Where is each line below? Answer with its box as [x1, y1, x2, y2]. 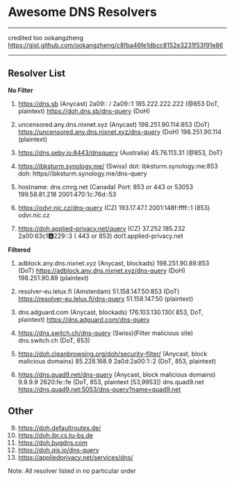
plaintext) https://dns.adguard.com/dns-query [17, 315, 150, 323]
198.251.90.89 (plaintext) [17, 273, 89, 282]
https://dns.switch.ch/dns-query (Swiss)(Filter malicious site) [17, 329, 194, 337]
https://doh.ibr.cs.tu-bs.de [17, 431, 93, 439]
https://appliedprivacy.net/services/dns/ [17, 453, 134, 461]
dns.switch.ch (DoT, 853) [17, 336, 91, 344]
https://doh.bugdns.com [17, 438, 87, 447]
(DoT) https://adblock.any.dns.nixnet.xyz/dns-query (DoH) [17, 266, 186, 275]
